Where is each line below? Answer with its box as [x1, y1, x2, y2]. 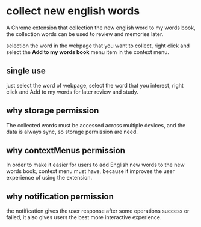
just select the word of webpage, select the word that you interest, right [6, 82, 184, 89]
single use [6, 66, 46, 76]
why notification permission [6, 191, 114, 202]
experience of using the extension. [6, 174, 92, 181]
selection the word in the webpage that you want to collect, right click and [6, 42, 190, 49]
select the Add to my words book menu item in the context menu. [6, 48, 170, 55]
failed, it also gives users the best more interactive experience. [6, 214, 162, 221]
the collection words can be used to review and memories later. [6, 30, 164, 37]
